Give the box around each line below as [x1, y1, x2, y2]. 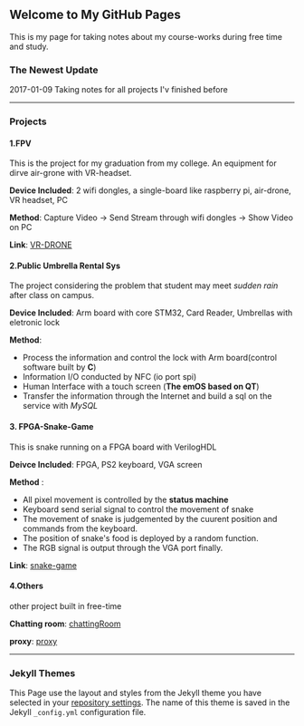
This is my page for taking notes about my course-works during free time [9, 31, 283, 42]
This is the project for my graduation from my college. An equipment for [9, 158, 278, 169]
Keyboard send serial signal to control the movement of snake [22, 503, 254, 515]
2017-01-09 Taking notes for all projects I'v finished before [9, 84, 228, 95]
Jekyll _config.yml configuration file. [9, 707, 147, 718]
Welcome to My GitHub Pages [9, 7, 181, 23]
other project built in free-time [9, 600, 122, 611]
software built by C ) [22, 362, 97, 373]
